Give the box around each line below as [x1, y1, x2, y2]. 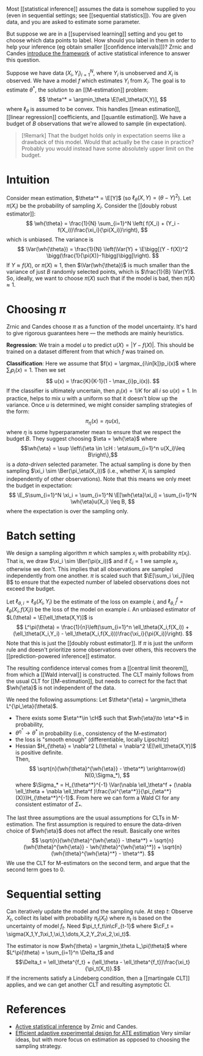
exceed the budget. [6, 584, 56, 592]
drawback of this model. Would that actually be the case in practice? [21, 138, 194, 146]
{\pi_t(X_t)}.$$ [84, 965, 121, 972]
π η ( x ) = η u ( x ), [85, 417, 120, 426]
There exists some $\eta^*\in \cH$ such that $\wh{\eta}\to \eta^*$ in [15, 714, 190, 721]
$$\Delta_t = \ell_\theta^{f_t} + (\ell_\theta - [15, 958, 123, 966]
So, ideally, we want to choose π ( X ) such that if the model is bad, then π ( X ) [6, 274, 196, 282]
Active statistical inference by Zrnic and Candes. [15, 1022, 138, 1030]
